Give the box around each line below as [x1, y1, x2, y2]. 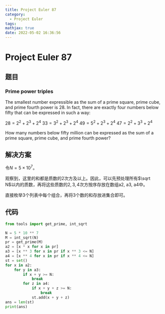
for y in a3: [14, 267, 41, 272]
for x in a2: [5, 262, 32, 268]
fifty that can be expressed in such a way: [5, 110, 91, 116]
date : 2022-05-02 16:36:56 [5, 30, 61, 35]
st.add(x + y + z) [31, 295, 70, 300]
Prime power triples [5, 88, 54, 95]
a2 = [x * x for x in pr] [5, 244, 58, 250]
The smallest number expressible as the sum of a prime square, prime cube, [5, 99, 161, 105]
